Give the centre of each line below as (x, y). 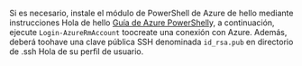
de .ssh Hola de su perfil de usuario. (77, 52)
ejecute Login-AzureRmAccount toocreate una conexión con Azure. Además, (148, 32)
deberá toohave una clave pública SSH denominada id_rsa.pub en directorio (151, 42)
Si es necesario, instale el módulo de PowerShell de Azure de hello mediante (151, 13)
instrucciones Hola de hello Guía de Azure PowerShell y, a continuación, (142, 23)
